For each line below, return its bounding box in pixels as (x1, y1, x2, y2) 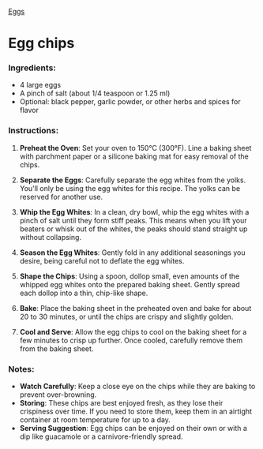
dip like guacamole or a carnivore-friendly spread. (19, 432, 183, 441)
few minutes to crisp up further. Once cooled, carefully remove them (19, 335, 243, 345)
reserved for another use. (19, 192, 103, 201)
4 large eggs (19, 80, 62, 90)
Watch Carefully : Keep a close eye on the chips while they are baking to (19, 382, 256, 391)
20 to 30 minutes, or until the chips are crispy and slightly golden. (19, 312, 234, 321)
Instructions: (8, 125, 59, 137)
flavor (19, 106, 39, 115)
